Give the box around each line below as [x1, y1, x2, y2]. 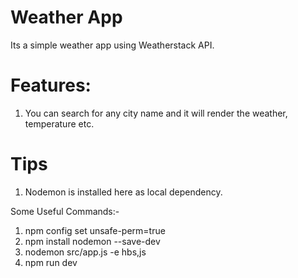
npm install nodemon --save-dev [24, 235, 161, 247]
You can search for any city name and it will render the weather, [24, 107, 288, 119]
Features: [10, 74, 92, 97]
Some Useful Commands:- [10, 205, 120, 217]
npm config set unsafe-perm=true [24, 224, 166, 236]
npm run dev [24, 256, 78, 268]
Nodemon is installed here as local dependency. [24, 186, 223, 198]
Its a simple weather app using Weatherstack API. [10, 39, 215, 51]
